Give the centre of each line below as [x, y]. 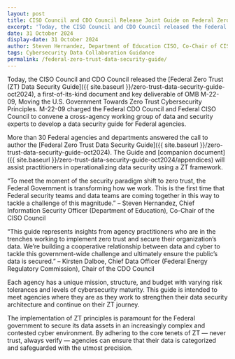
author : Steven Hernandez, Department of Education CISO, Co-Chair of [112, 46]
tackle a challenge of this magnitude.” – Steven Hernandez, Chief [101, 203]
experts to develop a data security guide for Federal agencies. [97, 124]
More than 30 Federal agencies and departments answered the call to [108, 137]
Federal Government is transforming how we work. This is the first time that [116, 188]
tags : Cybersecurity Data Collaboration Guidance [81, 53]
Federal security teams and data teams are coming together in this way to [113, 195]
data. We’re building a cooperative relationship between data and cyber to [114, 246]
